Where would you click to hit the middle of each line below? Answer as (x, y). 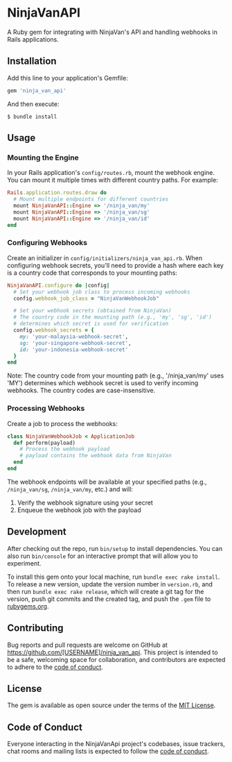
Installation (32, 61)
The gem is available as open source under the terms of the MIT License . (111, 705)
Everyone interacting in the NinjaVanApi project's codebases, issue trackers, (116, 744)
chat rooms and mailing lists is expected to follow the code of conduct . (108, 752)
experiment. (24, 563)
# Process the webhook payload (65, 449)
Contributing (35, 628)
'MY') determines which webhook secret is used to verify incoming (103, 383)
